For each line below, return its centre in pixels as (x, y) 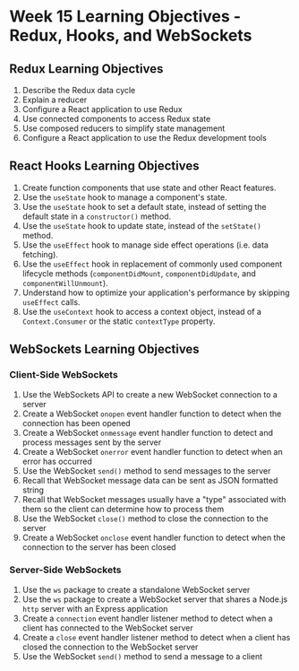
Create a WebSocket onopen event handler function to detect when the (152, 414)
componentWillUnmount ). (65, 283)
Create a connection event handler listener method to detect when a (147, 618)
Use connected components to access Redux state (116, 119)
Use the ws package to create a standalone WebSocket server (136, 589)
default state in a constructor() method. (97, 216)
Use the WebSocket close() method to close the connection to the (145, 518)
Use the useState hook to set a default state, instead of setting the (144, 206)
